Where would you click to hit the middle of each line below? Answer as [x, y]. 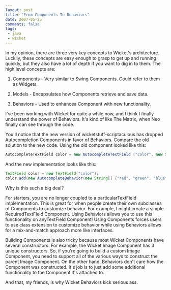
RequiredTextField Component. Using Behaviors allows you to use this [79, 214]
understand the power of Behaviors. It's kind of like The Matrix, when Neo [83, 119]
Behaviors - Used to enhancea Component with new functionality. [82, 104]
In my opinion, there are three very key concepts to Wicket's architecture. [82, 53]
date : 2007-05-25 [24, 19]
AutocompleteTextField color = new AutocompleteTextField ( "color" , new [84, 154]
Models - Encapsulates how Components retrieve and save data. [80, 94]
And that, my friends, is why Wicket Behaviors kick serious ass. [72, 282]
